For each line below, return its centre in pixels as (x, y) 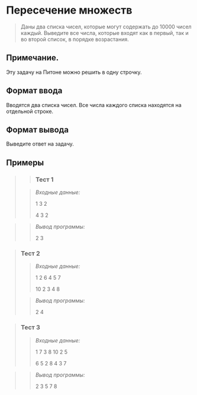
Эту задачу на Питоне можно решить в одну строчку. (74, 72)
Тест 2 (30, 253)
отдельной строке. (30, 111)
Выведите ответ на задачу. (40, 144)
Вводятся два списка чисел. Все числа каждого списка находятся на (94, 105)
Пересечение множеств (69, 10)
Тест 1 (44, 179)
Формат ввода (34, 91)
